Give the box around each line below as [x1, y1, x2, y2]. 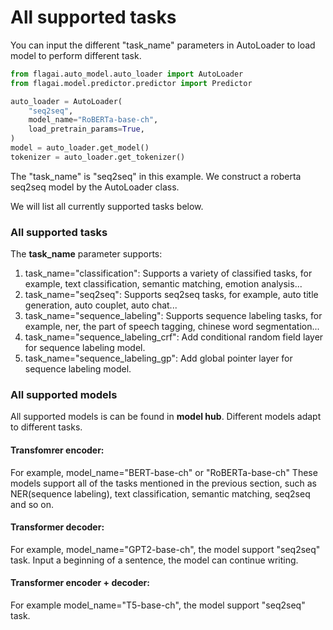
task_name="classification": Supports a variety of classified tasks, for [24, 267, 313, 280]
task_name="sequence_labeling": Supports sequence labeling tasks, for [24, 310, 323, 322]
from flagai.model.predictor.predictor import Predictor [10, 78, 253, 88]
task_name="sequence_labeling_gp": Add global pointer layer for [24, 352, 293, 365]
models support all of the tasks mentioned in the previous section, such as [10, 477, 317, 489]
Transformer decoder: [10, 521, 105, 533]
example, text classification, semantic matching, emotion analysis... [24, 278, 303, 290]
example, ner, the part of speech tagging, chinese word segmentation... [24, 321, 320, 333]
